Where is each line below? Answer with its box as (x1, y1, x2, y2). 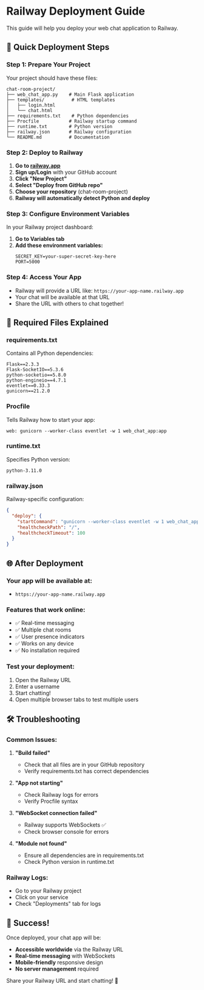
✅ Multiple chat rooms (15, 626, 72, 633)
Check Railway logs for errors (24, 791, 99, 799)
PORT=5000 (15, 259, 41, 265)
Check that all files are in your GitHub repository (24, 761, 144, 769)
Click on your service (15, 894, 69, 901)
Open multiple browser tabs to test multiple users (15, 696, 138, 703)
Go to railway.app (15, 162, 61, 169)
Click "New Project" (15, 175, 67, 182)
